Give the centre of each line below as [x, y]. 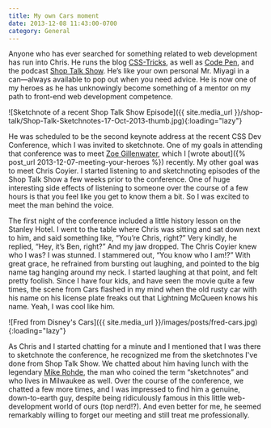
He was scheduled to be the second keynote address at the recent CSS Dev [135, 136]
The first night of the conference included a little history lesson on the [125, 221]
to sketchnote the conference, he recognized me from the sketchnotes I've [133, 355]
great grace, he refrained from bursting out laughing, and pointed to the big [134, 264]
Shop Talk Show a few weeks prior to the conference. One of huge [119, 179]
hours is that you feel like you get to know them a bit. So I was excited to [129, 197]
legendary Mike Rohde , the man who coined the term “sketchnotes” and [129, 372]
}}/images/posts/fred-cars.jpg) [206, 322]
